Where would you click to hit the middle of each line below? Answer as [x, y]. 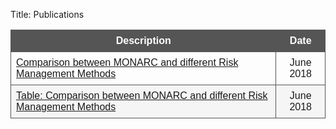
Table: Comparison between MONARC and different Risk [142, 95]
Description [143, 40]
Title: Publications [47, 14]
